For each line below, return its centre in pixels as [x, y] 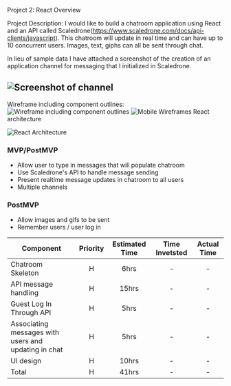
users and [27, 341]
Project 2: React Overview [44, 10]
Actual [208, 244]
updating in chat [37, 349]
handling [25, 293]
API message [32, 284]
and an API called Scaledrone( [50, 31]
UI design [26, 361]
